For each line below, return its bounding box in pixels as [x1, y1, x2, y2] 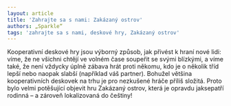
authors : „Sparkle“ [7, 23, 63, 29]
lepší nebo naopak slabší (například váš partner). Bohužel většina [7, 70, 192, 78]
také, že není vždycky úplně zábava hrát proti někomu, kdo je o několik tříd [7, 62, 219, 70]
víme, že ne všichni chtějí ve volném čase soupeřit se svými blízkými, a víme [7, 55, 224, 64]
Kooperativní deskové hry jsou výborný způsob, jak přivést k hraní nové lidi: [7, 48, 221, 56]
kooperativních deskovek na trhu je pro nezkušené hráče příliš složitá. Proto [7, 77, 222, 85]
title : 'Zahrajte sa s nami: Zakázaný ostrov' [7, 16, 143, 23]
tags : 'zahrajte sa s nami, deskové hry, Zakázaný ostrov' [7, 29, 180, 36]
